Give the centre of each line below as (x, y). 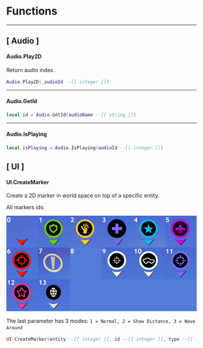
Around (14, 328)
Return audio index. (31, 70)
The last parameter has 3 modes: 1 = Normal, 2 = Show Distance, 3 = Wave (101, 321)
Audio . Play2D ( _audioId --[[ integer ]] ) (58, 82)
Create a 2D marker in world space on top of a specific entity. (83, 196)
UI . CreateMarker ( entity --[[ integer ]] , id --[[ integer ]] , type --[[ (100, 340)
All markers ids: (26, 207)
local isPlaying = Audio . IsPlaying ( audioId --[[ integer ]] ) (85, 148)
